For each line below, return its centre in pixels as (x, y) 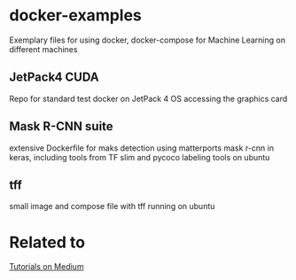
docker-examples (75, 16)
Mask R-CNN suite (61, 126)
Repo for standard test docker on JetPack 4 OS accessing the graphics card (148, 98)
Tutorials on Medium (47, 267)
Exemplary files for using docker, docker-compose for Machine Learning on (148, 40)
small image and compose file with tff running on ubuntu (112, 206)
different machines (43, 49)
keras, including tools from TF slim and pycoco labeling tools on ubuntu (140, 157)
